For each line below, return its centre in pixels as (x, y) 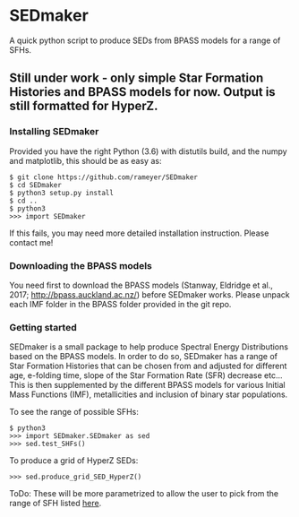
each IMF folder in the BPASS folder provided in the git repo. (120, 304)
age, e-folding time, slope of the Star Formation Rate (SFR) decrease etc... (146, 375)
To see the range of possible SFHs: (74, 412)
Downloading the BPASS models (81, 265)
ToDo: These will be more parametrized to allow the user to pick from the (144, 494)
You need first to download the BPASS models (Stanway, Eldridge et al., (141, 285)
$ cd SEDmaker (36, 185)
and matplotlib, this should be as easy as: (85, 160)
